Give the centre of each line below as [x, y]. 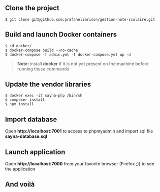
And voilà [20, 184]
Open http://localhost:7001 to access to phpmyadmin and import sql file [79, 131]
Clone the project [32, 8]
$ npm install [20, 104]
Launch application [35, 152]
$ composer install [25, 100]
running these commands [43, 69]
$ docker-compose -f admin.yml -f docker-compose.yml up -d [68, 54]
